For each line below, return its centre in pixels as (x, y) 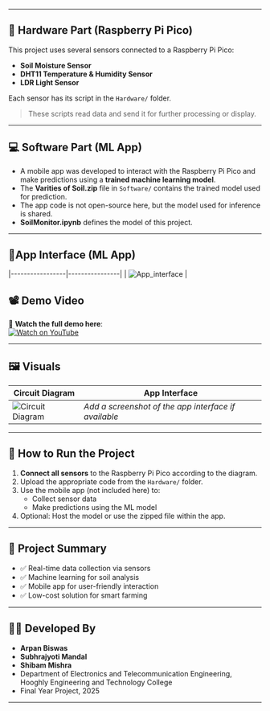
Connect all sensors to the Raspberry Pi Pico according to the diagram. (139, 473)
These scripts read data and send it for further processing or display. (142, 113)
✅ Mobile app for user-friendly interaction (89, 586)
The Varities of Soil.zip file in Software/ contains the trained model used (140, 188)
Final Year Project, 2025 (60, 690)
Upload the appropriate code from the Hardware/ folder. (111, 481)
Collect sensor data (64, 499)
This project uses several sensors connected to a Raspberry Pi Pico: (121, 50)
